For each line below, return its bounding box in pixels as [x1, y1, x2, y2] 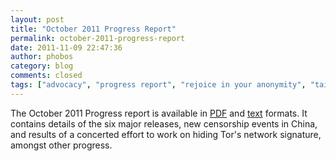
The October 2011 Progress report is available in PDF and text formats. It [10, 107, 308, 119]
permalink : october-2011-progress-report [10, 33, 186, 43]
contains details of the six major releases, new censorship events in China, [10, 117, 318, 130]
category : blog [10, 61, 74, 71]
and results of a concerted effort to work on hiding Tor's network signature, [10, 128, 322, 140]
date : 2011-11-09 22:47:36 [10, 42, 123, 53]
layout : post [10, 14, 65, 25]
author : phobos [10, 52, 74, 62]
